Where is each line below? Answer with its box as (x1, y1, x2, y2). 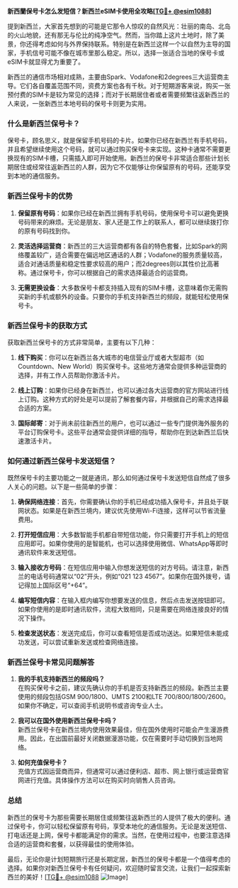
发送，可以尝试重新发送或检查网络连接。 (23, 638, 142, 646)
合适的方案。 (17, 404, 55, 412)
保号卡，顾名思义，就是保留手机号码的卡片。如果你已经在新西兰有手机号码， (7, 136, 231, 145)
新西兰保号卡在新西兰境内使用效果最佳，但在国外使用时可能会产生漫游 (17, 725, 223, 734)
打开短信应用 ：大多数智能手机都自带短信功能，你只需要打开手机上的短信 (17, 531, 229, 539)
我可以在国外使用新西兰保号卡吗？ (17, 717, 118, 725)
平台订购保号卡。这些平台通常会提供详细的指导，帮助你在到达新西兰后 (17, 428, 223, 436)
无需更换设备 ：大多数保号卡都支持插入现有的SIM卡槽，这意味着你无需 (17, 283, 222, 292)
